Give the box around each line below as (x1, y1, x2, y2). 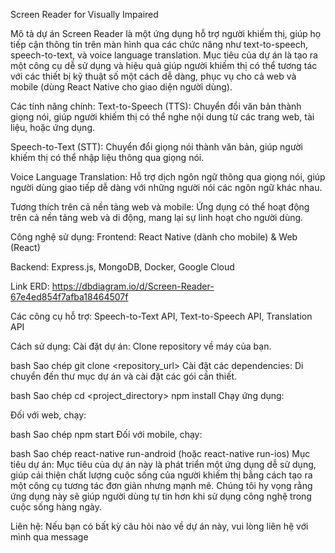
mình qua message (10, 531, 89, 543)
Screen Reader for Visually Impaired (10, 9, 159, 20)
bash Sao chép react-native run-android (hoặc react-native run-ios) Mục (10, 448, 311, 459)
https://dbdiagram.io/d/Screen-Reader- (51, 280, 215, 292)
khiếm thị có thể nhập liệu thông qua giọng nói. (10, 152, 205, 163)
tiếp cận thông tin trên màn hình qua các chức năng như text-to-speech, (10, 39, 308, 50)
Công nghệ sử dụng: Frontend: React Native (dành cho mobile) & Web (10, 231, 298, 243)
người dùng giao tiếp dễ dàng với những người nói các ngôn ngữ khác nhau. (10, 182, 323, 193)
